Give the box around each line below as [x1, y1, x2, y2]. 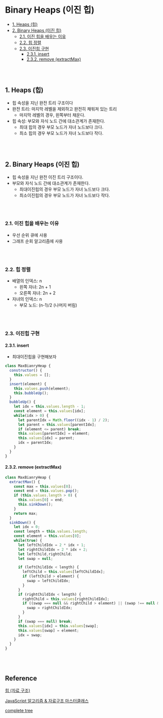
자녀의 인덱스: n [12, 296, 42, 302]
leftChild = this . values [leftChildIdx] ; [22, 570, 105, 574]
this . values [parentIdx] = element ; [17, 431, 90, 436]
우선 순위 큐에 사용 [12, 232, 48, 238]
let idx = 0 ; [14, 524, 40, 529]
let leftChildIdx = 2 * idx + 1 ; [17, 542, 86, 547]
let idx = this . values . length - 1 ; [14, 404, 86, 409]
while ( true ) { [14, 538, 42, 543]
